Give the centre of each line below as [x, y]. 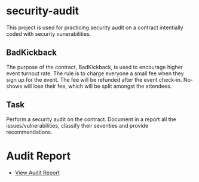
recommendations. [29, 132]
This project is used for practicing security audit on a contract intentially [95, 27]
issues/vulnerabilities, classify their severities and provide [77, 125]
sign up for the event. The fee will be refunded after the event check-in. [94, 79]
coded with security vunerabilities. [49, 33]
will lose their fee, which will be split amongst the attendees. [98, 86]
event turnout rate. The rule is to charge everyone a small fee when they [95, 73]
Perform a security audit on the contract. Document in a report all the [91, 119]
